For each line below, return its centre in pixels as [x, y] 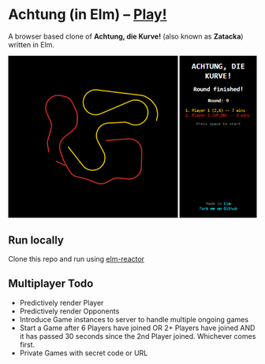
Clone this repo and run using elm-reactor [76, 258]
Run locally [36, 240]
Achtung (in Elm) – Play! [88, 15]
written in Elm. [32, 44]
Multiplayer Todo [51, 284]
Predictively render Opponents [69, 311]
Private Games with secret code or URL [84, 353]
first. [27, 344]
